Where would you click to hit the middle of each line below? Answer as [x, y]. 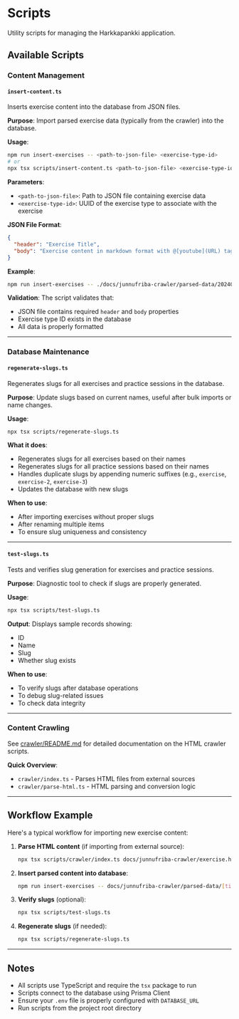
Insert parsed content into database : [73, 873]
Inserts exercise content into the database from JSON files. [94, 107]
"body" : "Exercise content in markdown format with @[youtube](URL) [117, 251]
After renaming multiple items [61, 524]
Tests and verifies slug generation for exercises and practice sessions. [111, 569]
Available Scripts [46, 55]
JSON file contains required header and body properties [98, 312]
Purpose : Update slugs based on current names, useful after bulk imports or [119, 397]
